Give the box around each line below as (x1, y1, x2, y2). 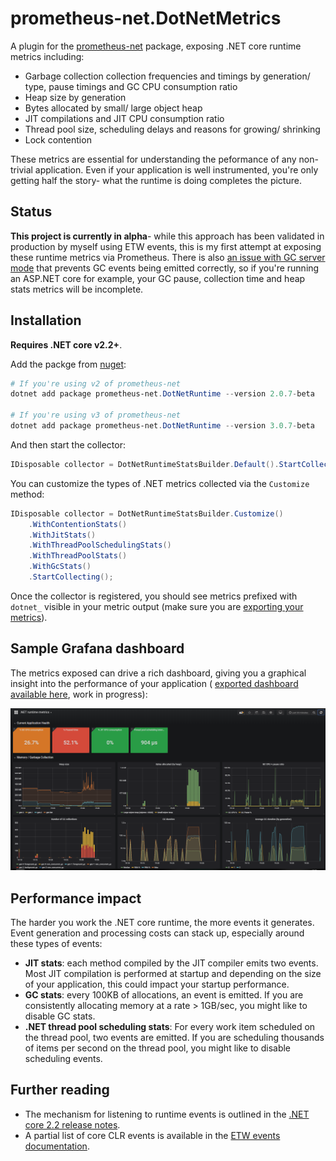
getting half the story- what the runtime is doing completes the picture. (10, 174, 302, 186)
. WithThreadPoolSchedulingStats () (28, 540, 172, 551)
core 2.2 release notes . (24, 1118, 121, 1131)
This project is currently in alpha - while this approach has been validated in (10, 230, 325, 242)
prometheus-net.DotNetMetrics (10, 7, 282, 30)
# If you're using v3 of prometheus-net (10, 410, 182, 421)
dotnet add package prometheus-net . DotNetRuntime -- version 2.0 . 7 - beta (10, 389, 315, 399)
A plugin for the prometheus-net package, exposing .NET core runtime (10, 40, 302, 52)
